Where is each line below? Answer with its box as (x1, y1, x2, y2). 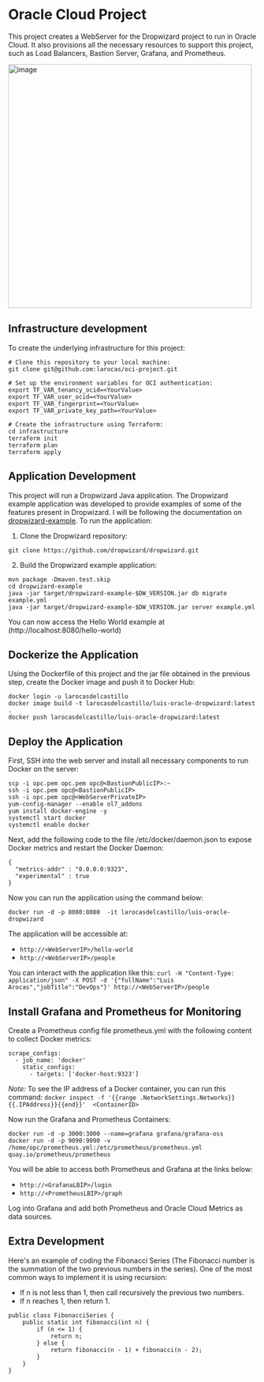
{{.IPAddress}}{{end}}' (8, 1101, 87, 1109)
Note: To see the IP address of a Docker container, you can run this (8, 1084, 226, 1093)
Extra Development (8, 1234, 105, 1249)
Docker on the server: (8, 764, 79, 774)
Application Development (8, 470, 136, 483)
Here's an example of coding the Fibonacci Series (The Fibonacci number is (8, 1256, 255, 1265)
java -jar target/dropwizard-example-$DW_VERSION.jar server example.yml (8, 603, 256, 611)
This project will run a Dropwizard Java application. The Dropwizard (8, 490, 229, 500)
